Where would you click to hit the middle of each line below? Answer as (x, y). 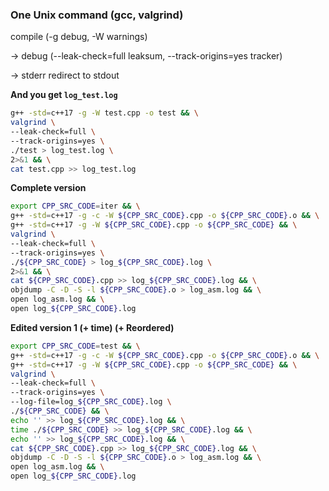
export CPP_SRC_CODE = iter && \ (75, 206)
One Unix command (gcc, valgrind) (97, 15)
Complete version (48, 188)
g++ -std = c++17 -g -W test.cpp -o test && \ (104, 113)
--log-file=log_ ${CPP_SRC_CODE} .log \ (91, 402)
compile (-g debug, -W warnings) (79, 37)
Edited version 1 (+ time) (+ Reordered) (92, 327)
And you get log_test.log (64, 95)
